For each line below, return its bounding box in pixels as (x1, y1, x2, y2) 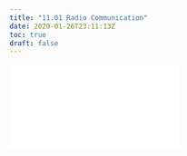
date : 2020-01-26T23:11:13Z (9, 22, 116, 31)
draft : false (9, 38, 59, 48)
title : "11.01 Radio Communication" (9, 13, 148, 23)
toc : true (9, 30, 47, 39)
